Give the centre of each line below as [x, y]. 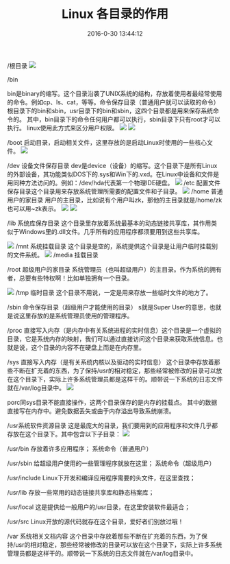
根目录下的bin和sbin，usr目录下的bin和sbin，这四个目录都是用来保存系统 [110, 110]
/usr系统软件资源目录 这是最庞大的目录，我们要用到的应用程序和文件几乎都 [112, 425]
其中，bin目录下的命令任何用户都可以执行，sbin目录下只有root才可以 [124, 119]
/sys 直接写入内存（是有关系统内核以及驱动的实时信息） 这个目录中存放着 [111, 362]
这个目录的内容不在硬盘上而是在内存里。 [88, 347]
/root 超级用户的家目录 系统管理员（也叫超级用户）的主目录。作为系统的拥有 [115, 269]
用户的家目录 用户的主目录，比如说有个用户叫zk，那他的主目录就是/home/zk [115, 200]
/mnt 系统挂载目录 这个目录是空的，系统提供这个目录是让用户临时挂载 [114, 246]
